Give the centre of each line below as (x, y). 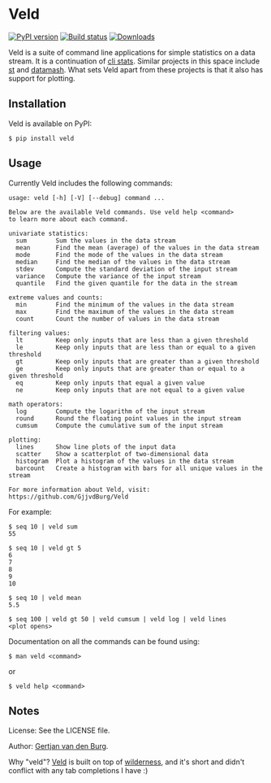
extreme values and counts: (56, 298)
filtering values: (39, 333)
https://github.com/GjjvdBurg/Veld (69, 497)
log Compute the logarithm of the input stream (110, 411)
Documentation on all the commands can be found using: (104, 641)
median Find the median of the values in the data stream (123, 262)
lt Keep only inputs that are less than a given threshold (132, 340)
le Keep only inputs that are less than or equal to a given (135, 347)
